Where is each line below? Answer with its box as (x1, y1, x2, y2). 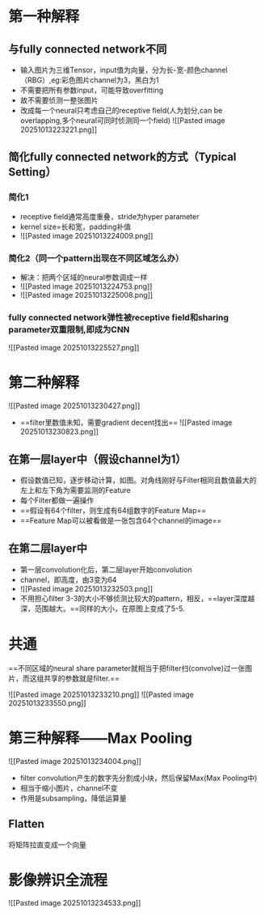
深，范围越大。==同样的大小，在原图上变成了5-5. (19, 604, 186, 613)
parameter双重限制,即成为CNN (8, 324, 130, 335)
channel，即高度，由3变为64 (19, 575, 117, 584)
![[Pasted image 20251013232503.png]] (19, 583, 154, 593)
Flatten (8, 817, 44, 831)
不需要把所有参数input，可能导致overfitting (19, 86, 164, 95)
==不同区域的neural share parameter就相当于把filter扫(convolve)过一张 (8, 663, 246, 672)
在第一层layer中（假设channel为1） (8, 452, 187, 466)
